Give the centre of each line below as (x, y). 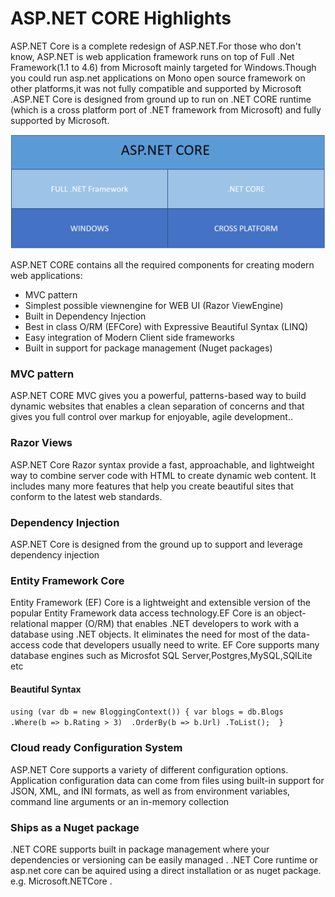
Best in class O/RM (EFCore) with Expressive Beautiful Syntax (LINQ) (166, 327)
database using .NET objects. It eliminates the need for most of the (148, 634)
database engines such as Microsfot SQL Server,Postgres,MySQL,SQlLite (161, 656)
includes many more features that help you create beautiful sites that (152, 486)
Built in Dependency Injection (85, 316)
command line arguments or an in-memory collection (120, 801)
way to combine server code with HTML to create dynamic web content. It (163, 475)
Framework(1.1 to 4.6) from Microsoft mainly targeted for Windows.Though (163, 67)
